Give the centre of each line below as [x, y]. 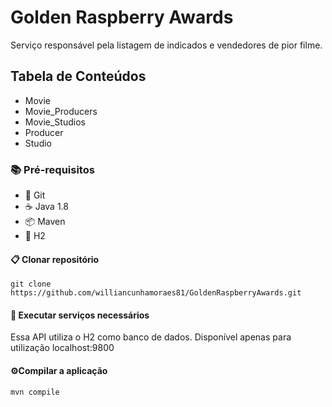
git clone [31, 284]
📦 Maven [45, 222]
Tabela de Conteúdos [78, 76]
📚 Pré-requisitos [52, 169]
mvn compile [35, 392]
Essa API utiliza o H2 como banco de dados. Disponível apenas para [151, 337]
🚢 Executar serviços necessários [80, 315]
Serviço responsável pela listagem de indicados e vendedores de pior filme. [166, 45]
